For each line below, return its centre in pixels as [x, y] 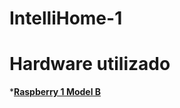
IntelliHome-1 [66, 18]
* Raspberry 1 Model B [55, 92]
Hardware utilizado [90, 64]
